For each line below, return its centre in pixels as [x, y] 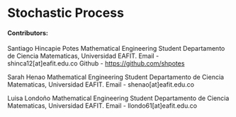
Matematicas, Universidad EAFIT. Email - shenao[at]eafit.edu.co [101, 85]
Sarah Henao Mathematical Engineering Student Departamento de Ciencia [116, 77]
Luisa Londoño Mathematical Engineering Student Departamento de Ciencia [118, 98]
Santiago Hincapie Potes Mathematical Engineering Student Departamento [116, 49]
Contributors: [28, 32]
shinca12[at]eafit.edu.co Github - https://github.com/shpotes [96, 63]
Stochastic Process [66, 13]
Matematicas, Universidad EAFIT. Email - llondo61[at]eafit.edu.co [102, 106]
